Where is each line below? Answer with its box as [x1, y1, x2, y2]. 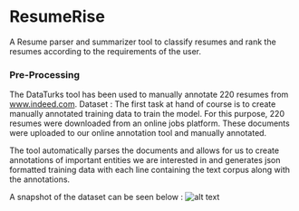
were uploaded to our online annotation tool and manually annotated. [9, 128, 267, 139]
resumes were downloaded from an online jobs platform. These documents [9, 118, 290, 129]
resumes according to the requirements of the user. [9, 45, 202, 56]
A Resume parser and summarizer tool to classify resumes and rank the [9, 36, 276, 47]
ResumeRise [9, 6, 106, 27]
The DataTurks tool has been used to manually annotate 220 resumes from [9, 89, 289, 101]
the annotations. [9, 174, 71, 185]
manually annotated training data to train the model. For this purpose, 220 [9, 109, 285, 120]
